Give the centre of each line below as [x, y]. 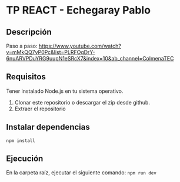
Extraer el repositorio [40, 109]
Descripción [29, 32]
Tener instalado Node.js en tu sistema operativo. [65, 91]
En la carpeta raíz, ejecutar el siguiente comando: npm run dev [81, 173]
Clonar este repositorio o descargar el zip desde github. [82, 102]
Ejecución [25, 159]
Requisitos [26, 77]
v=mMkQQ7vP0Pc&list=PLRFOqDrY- [51, 52]
